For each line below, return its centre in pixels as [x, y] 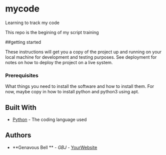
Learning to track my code [32, 23]
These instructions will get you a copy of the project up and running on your [83, 52]
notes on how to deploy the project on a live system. [59, 62]
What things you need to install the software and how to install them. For [80, 86]
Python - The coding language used [49, 120]
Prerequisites [22, 75]
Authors [18, 135]
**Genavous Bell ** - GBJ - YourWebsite [55, 147]
